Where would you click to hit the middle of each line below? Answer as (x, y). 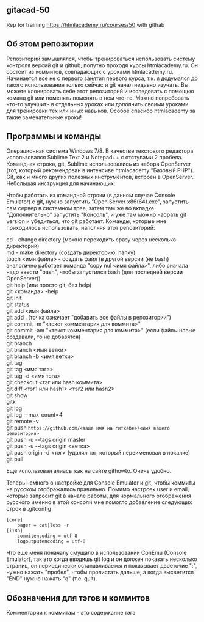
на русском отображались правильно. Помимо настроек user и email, (98, 489)
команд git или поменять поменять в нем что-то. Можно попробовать (98, 98)
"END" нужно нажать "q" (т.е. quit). (52, 579)
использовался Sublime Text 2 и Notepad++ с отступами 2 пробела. (95, 158)
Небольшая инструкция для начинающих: (61, 183)
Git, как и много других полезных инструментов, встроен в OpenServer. (100, 177)
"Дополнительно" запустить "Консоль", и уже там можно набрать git (97, 215)
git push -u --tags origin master (46, 440)
